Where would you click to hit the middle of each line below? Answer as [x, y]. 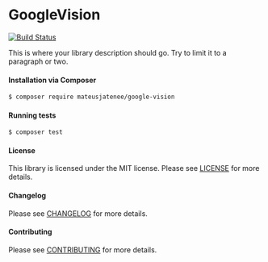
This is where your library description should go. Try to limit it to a [118, 52]
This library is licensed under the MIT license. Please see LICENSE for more [134, 168]
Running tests [32, 115]
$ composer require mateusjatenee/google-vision [92, 97]
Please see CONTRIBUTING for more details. [83, 250]
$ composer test [36, 132]
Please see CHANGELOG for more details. [78, 213]
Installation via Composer [52, 80]
